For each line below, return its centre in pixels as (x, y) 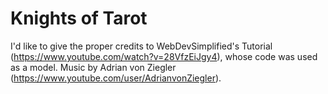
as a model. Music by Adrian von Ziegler (93, 67)
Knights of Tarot (79, 18)
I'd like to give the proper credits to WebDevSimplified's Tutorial (141, 46)
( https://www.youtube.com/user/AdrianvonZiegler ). (116, 78)
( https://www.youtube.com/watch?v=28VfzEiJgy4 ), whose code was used (164, 56)
